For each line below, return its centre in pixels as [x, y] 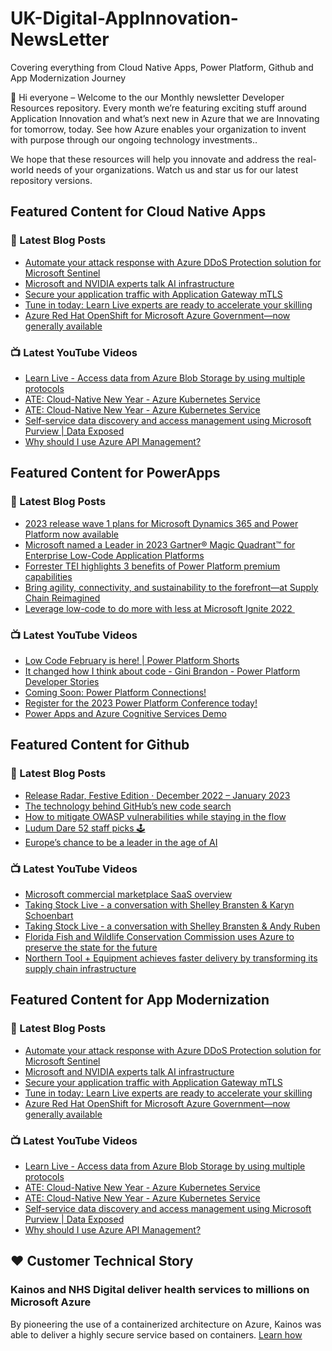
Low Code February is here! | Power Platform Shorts [132, 660]
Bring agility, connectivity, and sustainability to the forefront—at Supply [171, 587]
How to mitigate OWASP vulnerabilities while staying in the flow [155, 816]
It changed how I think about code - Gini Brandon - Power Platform [162, 671]
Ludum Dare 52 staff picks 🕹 [85, 828]
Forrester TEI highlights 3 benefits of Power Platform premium [152, 566]
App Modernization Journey [68, 78]
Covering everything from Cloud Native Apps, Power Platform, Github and [162, 67]
